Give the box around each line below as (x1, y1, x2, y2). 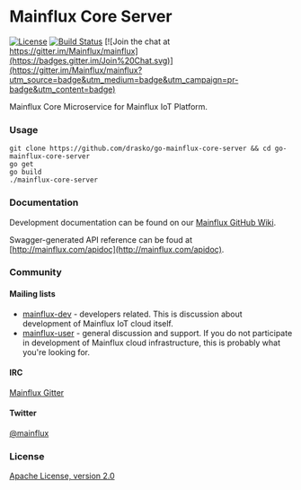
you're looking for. (22, 346, 91, 357)
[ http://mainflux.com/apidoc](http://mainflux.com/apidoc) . (9, 244, 225, 254)
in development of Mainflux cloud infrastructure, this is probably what (22, 337, 281, 348)
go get (9, 160, 34, 169)
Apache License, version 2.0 (9, 470, 115, 482)
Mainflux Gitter (9, 387, 65, 397)
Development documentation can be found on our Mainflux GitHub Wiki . (9, 217, 277, 227)
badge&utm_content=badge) (9, 84, 116, 94)
